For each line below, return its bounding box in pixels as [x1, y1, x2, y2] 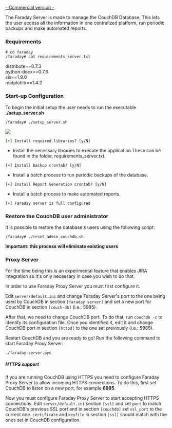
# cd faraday [5, 50, 33, 55]
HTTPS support [5, 361, 40, 367]
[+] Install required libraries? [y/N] [5, 138, 91, 144]
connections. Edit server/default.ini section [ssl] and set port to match [5, 401, 162, 407]
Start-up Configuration [5, 93, 64, 100]
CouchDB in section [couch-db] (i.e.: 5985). [5, 304, 98, 310]
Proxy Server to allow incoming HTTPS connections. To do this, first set [5, 380, 157, 386]
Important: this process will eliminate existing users [5, 243, 119, 249]
